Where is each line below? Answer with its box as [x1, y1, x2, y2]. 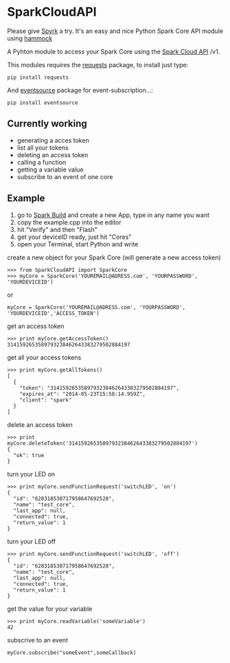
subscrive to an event [7, 636, 69, 644]
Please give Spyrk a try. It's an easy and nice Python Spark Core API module [7, 27, 224, 35]
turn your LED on [7, 469, 56, 478]
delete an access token [7, 420, 73, 429]
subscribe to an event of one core [16, 172, 113, 181]
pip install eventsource [7, 99, 78, 106]
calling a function [16, 158, 67, 166]
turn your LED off [7, 537, 56, 546]
